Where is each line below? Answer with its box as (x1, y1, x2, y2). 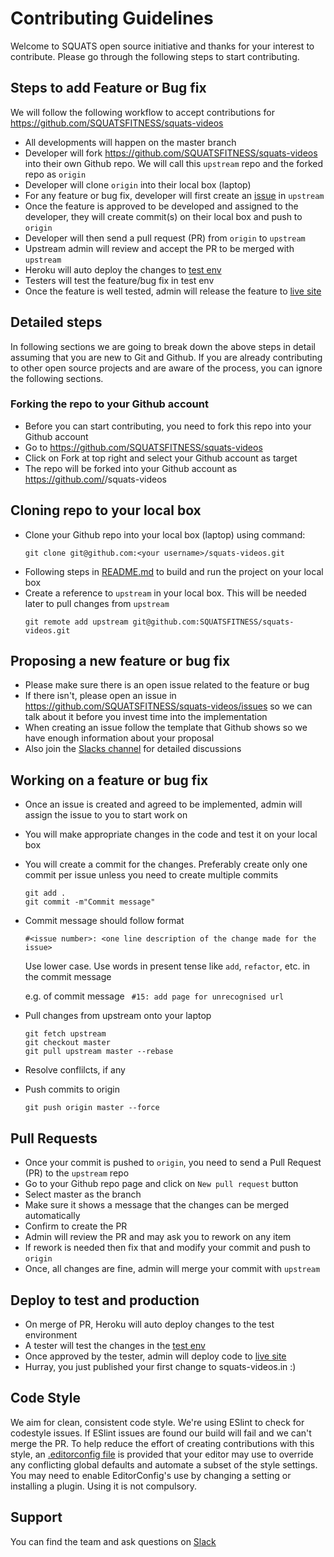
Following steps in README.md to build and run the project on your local (24, 565, 324, 577)
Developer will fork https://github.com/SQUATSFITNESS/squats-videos (24, 147, 318, 159)
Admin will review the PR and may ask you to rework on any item (24, 1231, 292, 1243)
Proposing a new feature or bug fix (10, 653, 231, 670)
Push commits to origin (24, 1083, 120, 1096)
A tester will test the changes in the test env (24, 1339, 206, 1351)
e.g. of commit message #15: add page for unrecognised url (24, 990, 285, 1002)
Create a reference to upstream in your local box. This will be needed (24, 587, 307, 599)
